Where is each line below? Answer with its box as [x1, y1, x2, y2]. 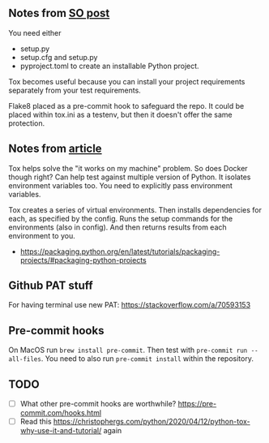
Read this [19, 417, 52, 427]
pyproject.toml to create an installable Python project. [19, 61, 200, 71]
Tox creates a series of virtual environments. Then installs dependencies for [8, 204, 262, 214]
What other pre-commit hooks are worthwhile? [19, 399, 177, 409]
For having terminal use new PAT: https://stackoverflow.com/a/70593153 [8, 300, 251, 310]
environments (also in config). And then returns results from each [8, 222, 227, 232]
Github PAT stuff [8, 279, 93, 293]
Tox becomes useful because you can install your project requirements [8, 76, 246, 86]
